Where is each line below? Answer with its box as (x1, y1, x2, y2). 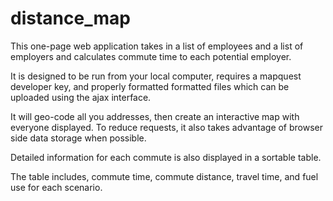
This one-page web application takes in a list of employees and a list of (10, 40, 304, 52)
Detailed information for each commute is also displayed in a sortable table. (10, 151, 322, 163)
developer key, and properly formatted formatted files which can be (10, 80, 290, 92)
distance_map (10, 7, 131, 30)
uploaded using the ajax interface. (10, 91, 152, 103)
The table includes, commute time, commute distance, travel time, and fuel (10, 170, 319, 182)
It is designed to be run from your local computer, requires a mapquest (10, 70, 302, 82)
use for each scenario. (10, 181, 103, 193)
